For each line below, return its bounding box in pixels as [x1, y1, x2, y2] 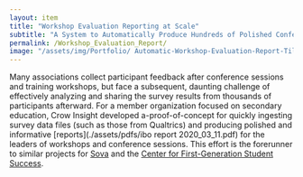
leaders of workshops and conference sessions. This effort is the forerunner [9, 139, 293, 150]
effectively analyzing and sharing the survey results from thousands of [9, 91, 272, 102]
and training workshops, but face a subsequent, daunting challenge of [9, 81, 271, 92]
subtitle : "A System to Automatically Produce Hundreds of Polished [9, 30, 272, 39]
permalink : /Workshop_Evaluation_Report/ [9, 38, 168, 48]
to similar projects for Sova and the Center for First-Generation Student [9, 148, 273, 159]
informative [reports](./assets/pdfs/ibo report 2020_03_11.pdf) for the [9, 129, 265, 140]
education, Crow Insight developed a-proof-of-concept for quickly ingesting [9, 110, 293, 121]
